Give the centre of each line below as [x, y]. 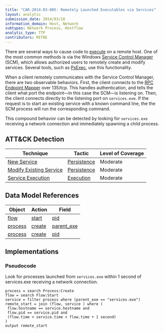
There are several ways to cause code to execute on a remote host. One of [82, 51]
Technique [35, 153]
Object [17, 209]
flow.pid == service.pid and [37, 313]
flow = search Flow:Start [32, 295]
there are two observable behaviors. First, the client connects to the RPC [79, 82]
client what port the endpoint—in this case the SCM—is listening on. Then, [81, 93]
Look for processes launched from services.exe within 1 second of [73, 277]
